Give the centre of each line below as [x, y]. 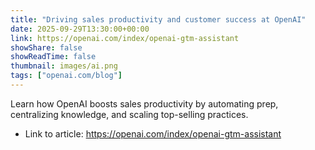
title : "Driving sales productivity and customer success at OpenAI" [158, 19]
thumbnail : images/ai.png [64, 66]
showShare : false [46, 47]
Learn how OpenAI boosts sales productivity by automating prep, [144, 103]
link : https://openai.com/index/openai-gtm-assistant [125, 38]
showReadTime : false [53, 57]
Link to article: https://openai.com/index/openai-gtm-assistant [153, 133]
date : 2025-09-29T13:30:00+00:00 [80, 29]
